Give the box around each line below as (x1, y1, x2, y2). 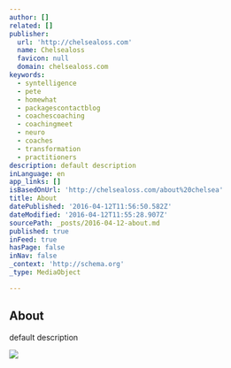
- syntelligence (17, 79, 77, 88)
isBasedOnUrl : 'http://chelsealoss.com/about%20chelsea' (9, 186, 224, 195)
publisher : (9, 29, 50, 38)
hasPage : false (9, 243, 65, 252)
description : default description (9, 161, 137, 170)
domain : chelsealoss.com (17, 63, 109, 72)
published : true (9, 226, 69, 235)
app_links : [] (9, 178, 62, 187)
